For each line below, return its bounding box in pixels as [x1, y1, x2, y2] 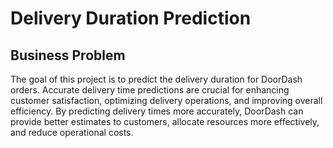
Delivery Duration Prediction [10, 7, 252, 30]
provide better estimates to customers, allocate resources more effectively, [10, 116, 320, 127]
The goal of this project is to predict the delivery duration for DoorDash [10, 73, 303, 85]
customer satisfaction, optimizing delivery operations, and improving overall [10, 95, 323, 106]
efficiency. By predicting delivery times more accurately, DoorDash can [10, 105, 304, 117]
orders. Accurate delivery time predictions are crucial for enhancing [10, 84, 290, 96]
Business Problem [10, 47, 126, 64]
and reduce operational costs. [10, 127, 134, 138]
